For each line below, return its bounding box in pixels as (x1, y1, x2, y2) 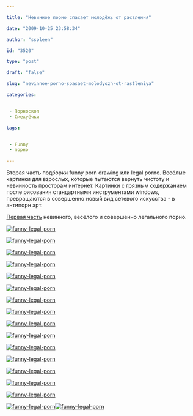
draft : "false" (6, 70, 45, 76)
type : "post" (6, 59, 40, 65)
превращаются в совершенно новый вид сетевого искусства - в (6, 195, 175, 202)
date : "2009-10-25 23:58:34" (6, 25, 81, 31)
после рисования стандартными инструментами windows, (6, 188, 160, 196)
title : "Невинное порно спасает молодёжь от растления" (6, 14, 151, 20)
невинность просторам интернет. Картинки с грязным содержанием (6, 182, 188, 190)
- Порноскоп (9, 108, 40, 114)
